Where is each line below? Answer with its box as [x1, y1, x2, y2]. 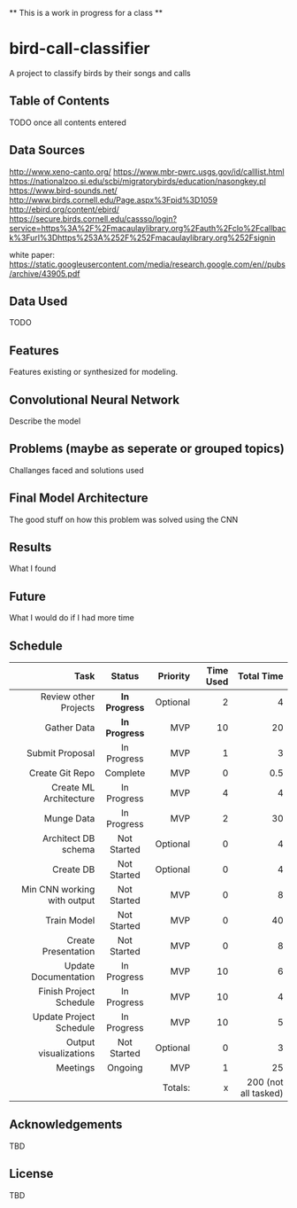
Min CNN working [20, 884, 95, 896]
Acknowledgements [9, 1117, 123, 1133]
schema [61, 844, 95, 856]
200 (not [247, 1076, 284, 1088]
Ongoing [107, 1062, 143, 1074]
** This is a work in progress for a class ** [9, 8, 164, 18]
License [9, 1166, 54, 1181]
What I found [9, 563, 57, 574]
